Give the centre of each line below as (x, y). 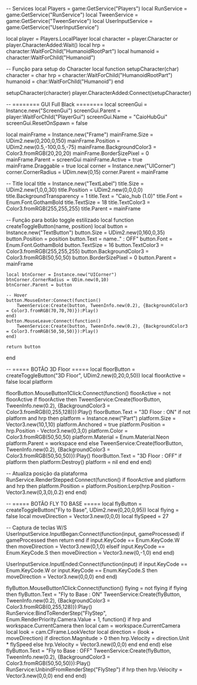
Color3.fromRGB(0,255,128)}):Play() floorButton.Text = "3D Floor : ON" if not (98, 412)
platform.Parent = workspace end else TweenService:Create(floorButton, (95, 443)
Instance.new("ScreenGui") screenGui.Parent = (64, 111)
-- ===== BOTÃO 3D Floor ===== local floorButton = (71, 369)
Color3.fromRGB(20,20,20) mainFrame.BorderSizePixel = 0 (78, 153)
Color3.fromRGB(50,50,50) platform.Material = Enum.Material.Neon (88, 437)
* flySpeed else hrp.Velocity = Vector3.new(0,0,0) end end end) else (89, 644)
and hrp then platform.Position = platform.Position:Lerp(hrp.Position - (90, 486)
